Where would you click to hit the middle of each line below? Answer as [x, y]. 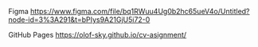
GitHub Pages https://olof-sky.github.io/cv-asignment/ [98, 35]
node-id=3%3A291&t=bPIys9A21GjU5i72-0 [79, 20]
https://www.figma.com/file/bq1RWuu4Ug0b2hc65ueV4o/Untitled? [140, 11]
